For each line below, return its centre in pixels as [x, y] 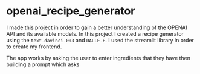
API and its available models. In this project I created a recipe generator [95, 33]
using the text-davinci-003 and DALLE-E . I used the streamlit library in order [100, 40]
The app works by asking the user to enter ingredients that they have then [98, 58]
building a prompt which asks [43, 64]
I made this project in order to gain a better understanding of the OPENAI [97, 27]
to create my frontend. [34, 47]
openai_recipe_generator [71, 11]
